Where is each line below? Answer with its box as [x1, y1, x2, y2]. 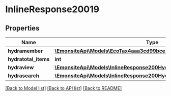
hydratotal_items [8, 56, 50, 62]
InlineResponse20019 [5, 4, 100, 15]
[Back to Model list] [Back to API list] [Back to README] [5, 85, 122, 91]
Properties [5, 24, 40, 33]
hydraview [8, 64, 34, 71]
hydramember [8, 47, 43, 54]
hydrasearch [8, 72, 40, 79]
